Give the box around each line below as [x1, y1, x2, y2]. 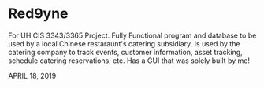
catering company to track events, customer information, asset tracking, [8, 47, 243, 57]
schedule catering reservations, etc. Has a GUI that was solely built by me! [8, 56, 251, 65]
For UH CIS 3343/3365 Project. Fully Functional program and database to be [8, 31, 257, 40]
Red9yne [8, 5, 69, 23]
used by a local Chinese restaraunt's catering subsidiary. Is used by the [8, 38, 240, 48]
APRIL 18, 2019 [8, 71, 57, 80]
